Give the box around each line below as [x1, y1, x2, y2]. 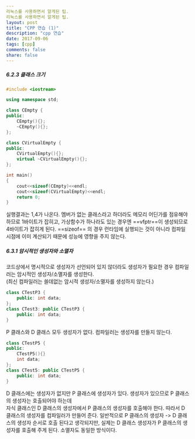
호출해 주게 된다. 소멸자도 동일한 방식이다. [21, 426, 117, 433]
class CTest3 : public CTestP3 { [6, 306, 85, 312]
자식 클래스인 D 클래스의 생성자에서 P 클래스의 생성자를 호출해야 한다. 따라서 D [6, 404, 186, 411]
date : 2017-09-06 [6, 36, 49, 42]
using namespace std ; [6, 97, 59, 103]
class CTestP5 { [6, 340, 46, 346]
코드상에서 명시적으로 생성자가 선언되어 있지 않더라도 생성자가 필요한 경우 [6, 264, 174, 271]
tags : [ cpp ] [6, 42, 35, 48]
